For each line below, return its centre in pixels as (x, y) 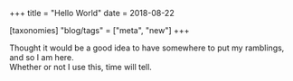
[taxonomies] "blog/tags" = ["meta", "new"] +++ (99, 30)
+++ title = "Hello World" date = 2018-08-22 (92, 13)
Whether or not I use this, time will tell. (80, 67)
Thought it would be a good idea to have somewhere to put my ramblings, (147, 48)
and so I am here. (42, 57)
